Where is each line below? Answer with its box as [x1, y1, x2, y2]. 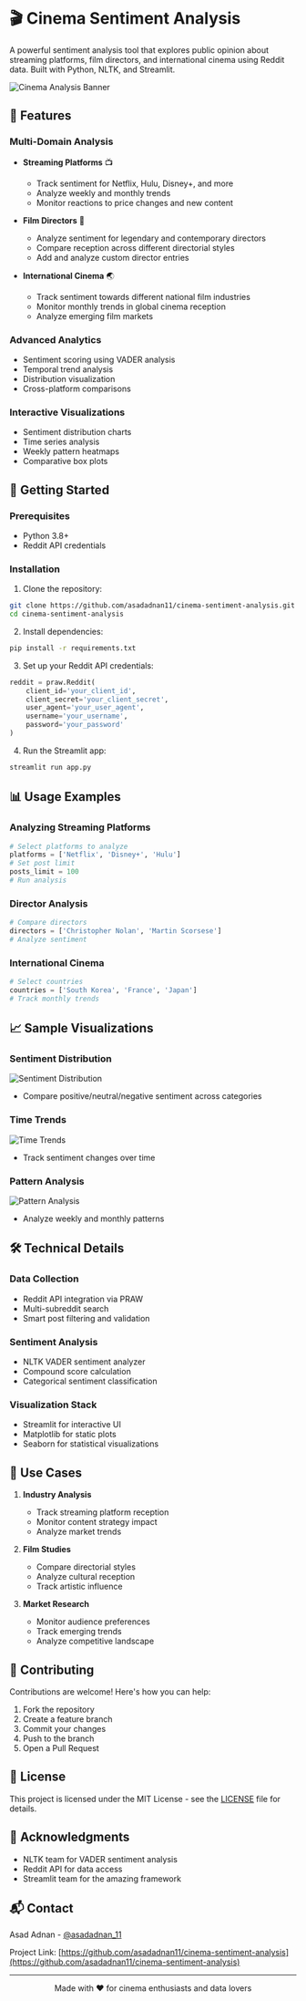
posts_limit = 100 [9, 867, 79, 876]
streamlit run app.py [9, 762, 92, 772]
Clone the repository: [22, 584, 103, 595]
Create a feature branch [22, 1713, 113, 1725]
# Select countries [9, 978, 84, 987]
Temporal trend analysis [22, 363, 114, 375]
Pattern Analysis [9, 1175, 85, 1187]
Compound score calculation [22, 1366, 132, 1376]
